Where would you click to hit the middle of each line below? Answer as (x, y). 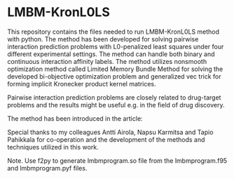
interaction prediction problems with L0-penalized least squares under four (116, 46)
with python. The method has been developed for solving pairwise (103, 39)
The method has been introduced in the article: (75, 118)
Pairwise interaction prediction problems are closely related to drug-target (114, 97)
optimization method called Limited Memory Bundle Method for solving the (115, 69)
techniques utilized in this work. (53, 147)
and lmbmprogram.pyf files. (47, 168)
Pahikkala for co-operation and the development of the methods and (106, 139)
